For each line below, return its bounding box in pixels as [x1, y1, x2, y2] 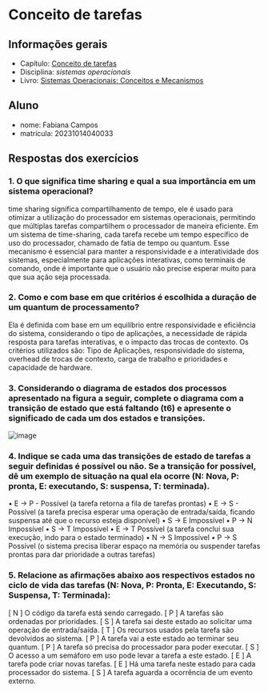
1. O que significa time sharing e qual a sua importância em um [8, 176, 256, 187]
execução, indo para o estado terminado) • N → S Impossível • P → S [8, 533, 238, 542]
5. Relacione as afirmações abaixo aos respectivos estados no [8, 570, 255, 581]
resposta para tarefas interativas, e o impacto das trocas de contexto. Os [8, 337, 250, 346]
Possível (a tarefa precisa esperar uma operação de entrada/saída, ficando [8, 507, 255, 517]
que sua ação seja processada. [8, 272, 111, 282]
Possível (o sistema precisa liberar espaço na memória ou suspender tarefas [8, 542, 261, 551]
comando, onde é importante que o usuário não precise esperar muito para [8, 263, 256, 273]
